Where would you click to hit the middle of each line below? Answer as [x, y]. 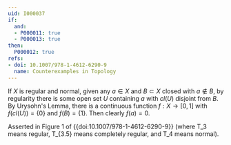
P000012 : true [34, 52]
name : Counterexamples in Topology [65, 71]
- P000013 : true [37, 39]
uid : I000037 [27, 13]
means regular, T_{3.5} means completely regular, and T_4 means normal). [113, 134]
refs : [16, 59]
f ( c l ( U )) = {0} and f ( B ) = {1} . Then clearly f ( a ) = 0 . [79, 113]
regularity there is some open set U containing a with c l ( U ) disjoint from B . [113, 98]
